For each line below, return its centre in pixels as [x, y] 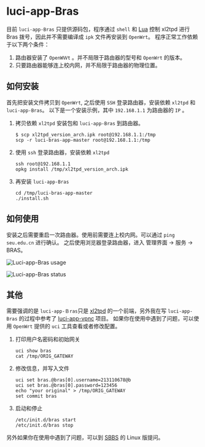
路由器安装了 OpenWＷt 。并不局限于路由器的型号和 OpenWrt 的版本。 [100, 57]
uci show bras [33, 351]
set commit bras [36, 396]
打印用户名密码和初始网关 [48, 340]
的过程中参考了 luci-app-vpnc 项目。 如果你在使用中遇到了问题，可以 [106, 319]
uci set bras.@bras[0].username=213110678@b [73, 380]
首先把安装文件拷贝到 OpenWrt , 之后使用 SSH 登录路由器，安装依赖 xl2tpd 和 [101, 102]
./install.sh [32, 198]
